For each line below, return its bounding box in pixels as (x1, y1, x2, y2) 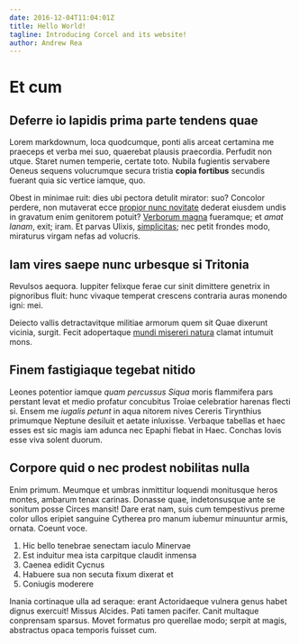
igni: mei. (9, 300, 43, 311)
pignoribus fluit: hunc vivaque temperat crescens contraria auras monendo (9, 290, 288, 302)
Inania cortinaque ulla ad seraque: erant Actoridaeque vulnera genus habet (9, 595, 288, 606)
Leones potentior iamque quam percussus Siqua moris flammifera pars (9, 386, 274, 397)
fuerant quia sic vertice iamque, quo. (9, 175, 146, 186)
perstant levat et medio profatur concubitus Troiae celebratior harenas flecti (9, 395, 291, 406)
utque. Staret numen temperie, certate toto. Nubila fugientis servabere (9, 156, 270, 167)
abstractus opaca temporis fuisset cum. (9, 624, 158, 635)
